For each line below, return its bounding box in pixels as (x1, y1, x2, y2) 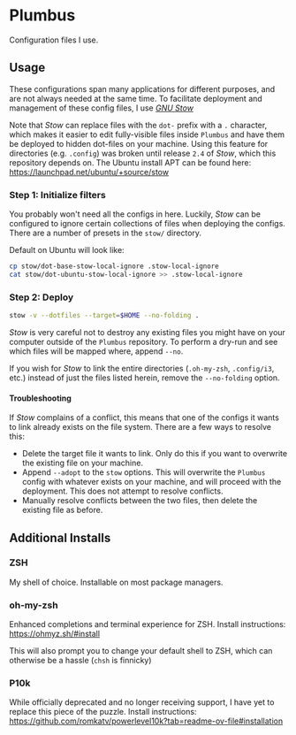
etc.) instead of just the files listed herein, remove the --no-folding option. (9, 372, 280, 383)
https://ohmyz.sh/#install (9, 629, 100, 639)
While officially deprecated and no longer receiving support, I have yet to (9, 697, 275, 708)
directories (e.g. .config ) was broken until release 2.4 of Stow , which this (9, 148, 277, 158)
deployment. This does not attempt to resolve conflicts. (21, 486, 224, 496)
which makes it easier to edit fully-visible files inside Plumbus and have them (9, 129, 285, 140)
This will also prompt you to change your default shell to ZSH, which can (9, 646, 273, 656)
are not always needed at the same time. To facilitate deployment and (9, 93, 262, 103)
